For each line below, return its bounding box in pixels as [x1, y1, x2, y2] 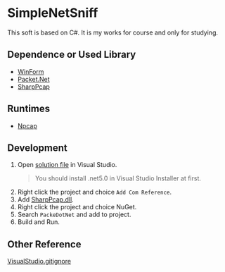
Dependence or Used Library [7, 49, 136, 61]
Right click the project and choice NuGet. [17, 203, 137, 211]
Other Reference [7, 238, 82, 250]
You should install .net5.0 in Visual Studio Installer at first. [34, 174, 202, 183]
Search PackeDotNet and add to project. [17, 210, 131, 219]
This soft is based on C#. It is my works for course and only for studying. [7, 28, 219, 37]
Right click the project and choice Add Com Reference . [17, 188, 172, 197]
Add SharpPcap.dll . [17, 195, 74, 204]
